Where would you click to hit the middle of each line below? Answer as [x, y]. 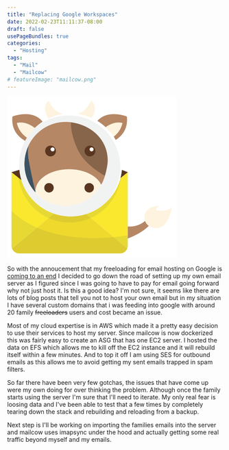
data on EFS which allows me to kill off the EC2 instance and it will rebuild [111, 347]
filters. [16, 369]
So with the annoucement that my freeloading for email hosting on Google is [115, 268]
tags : [15, 58]
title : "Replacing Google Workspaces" [62, 14]
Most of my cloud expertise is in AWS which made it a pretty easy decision [112, 325]
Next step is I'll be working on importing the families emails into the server [112, 425]
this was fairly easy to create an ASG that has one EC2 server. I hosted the [112, 340]
